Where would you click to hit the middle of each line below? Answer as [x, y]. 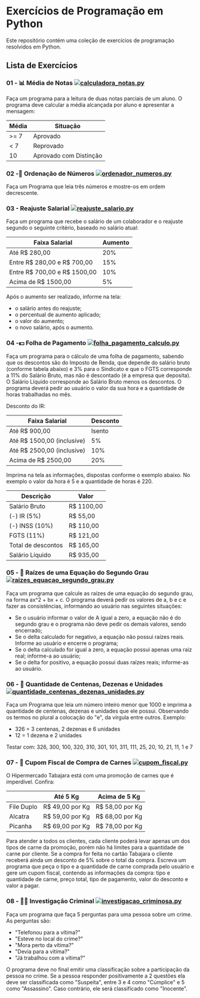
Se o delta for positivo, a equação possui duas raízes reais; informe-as [102, 662]
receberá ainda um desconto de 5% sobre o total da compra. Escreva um [96, 860]
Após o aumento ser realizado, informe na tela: [64, 297]
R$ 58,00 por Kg [119, 807]
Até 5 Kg [67, 797]
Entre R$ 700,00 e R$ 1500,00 [53, 272]
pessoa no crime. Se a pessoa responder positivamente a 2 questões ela [96, 976]
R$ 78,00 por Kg [119, 827]
